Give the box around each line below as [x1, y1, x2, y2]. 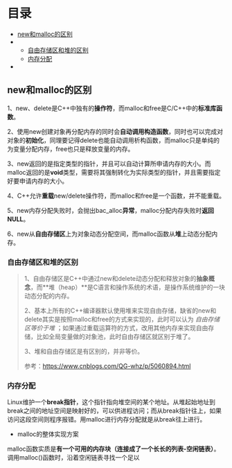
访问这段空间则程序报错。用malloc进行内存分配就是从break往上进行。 [7, 415, 206, 424]
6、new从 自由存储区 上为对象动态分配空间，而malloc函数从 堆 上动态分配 [7, 229, 212, 238]
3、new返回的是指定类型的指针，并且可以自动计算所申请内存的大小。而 [7, 159, 211, 168]
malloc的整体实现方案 [17, 430, 80, 438]
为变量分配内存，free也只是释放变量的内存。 [7, 144, 134, 153]
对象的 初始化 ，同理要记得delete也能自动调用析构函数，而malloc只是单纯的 [7, 136, 220, 144]
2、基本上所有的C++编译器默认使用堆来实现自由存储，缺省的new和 [24, 306, 217, 315]
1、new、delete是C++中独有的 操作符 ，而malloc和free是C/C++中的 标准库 [7, 104, 217, 112]
